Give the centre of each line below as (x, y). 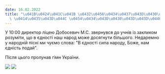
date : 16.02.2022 (23, 9)
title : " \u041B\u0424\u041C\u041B (41, 14)
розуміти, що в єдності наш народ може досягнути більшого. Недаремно (82, 37)
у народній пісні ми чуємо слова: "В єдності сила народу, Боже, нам (77, 43)
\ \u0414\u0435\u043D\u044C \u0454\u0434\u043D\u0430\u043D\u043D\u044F (85, 18)
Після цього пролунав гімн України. (42, 57)
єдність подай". (21, 48)
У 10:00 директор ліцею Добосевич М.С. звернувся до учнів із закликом (81, 33)
